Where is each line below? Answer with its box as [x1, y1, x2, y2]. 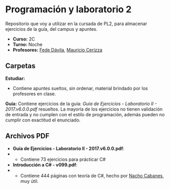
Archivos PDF [5, 132, 50, 140]
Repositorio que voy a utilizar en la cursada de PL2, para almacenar [5, 20, 148, 27]
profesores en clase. [12, 91, 56, 97]
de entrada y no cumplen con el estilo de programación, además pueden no [5, 111, 165, 117]
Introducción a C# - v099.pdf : [12, 161, 78, 167]
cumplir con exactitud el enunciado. [5, 117, 81, 123]
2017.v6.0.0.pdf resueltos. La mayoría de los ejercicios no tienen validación [5, 106, 163, 112]
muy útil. [20, 178, 39, 184]
